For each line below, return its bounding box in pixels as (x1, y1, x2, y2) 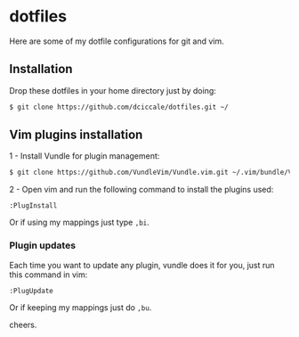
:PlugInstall (9, 201, 58, 210)
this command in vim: (9, 269, 88, 280)
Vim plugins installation (9, 127, 143, 143)
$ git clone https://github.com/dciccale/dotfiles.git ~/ (9, 103, 229, 111)
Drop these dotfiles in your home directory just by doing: (9, 85, 216, 95)
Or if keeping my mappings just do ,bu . (9, 301, 152, 313)
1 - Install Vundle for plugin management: (9, 151, 160, 161)
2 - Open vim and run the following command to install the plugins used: (9, 185, 274, 195)
